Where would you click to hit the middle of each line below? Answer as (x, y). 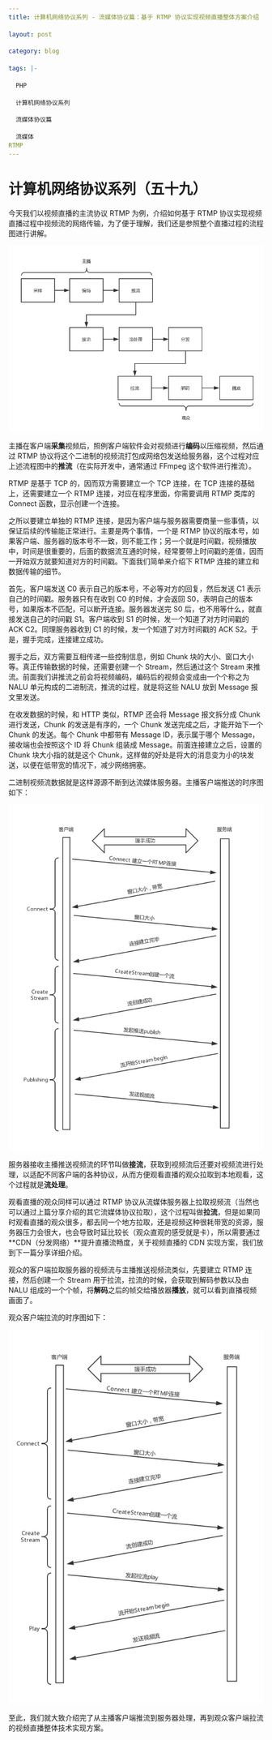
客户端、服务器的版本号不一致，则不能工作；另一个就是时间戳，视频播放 (136, 541)
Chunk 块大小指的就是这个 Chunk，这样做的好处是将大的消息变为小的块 (128, 755)
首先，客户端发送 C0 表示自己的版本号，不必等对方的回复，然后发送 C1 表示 (135, 589)
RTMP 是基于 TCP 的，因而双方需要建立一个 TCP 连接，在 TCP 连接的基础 (132, 483)
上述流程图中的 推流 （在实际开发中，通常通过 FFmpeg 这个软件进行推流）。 (132, 466)
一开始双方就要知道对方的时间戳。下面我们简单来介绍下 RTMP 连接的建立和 (134, 561)
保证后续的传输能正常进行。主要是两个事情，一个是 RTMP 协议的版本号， (130, 531)
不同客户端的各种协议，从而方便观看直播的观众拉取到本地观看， (150, 1174)
